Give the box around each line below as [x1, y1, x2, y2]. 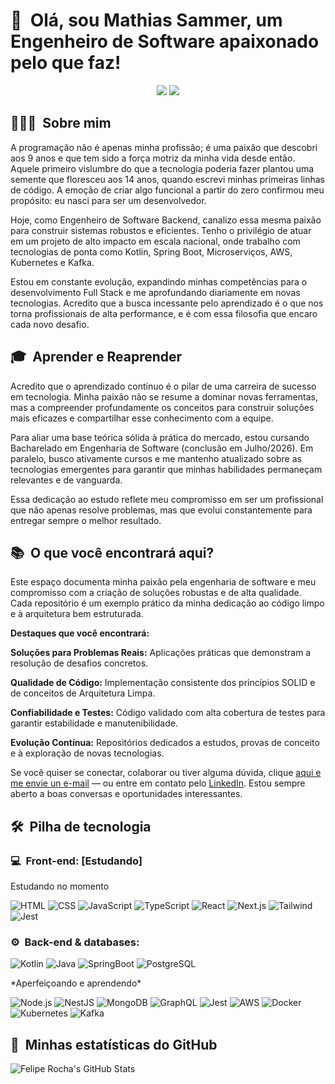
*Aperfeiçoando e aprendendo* [10, 977, 142, 989]
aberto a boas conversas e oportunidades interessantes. [10, 788, 243, 800]
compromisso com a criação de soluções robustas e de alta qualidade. [10, 587, 302, 599]
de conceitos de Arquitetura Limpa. [10, 687, 156, 699]
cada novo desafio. [10, 318, 90, 330]
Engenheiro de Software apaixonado [10, 30, 320, 53]
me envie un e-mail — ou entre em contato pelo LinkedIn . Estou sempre [10, 777, 306, 789]
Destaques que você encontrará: [10, 627, 150, 639]
